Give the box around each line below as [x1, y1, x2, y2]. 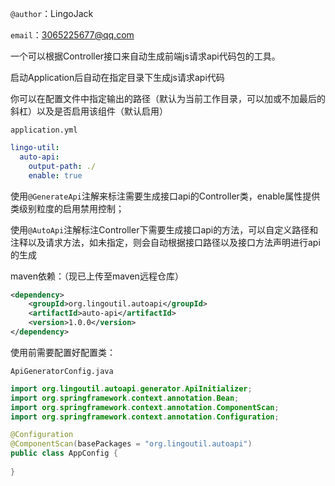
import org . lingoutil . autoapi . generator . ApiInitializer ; [10, 383, 253, 394]
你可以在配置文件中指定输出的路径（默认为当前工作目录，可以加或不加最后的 [10, 93, 326, 104]
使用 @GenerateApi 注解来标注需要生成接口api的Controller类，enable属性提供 [10, 190, 321, 202]
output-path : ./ [28, 161, 97, 171]
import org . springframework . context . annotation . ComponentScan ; [10, 402, 280, 412]
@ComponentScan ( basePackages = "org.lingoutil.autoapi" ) [10, 439, 253, 449]
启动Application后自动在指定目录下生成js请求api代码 [10, 72, 225, 83]
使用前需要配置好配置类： [10, 346, 116, 358]
